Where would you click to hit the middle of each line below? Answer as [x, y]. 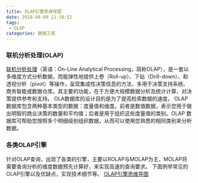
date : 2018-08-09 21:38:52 [39, 17]
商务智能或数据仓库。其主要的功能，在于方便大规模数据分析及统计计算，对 [96, 91]
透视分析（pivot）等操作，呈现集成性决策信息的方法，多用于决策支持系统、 [97, 84]
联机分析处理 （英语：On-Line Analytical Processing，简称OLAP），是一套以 [98, 69]
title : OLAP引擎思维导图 [34, 12]
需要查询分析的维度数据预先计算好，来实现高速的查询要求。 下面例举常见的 [97, 166]
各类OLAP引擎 [27, 145]
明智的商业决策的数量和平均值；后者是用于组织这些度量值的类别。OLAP [98, 113]
